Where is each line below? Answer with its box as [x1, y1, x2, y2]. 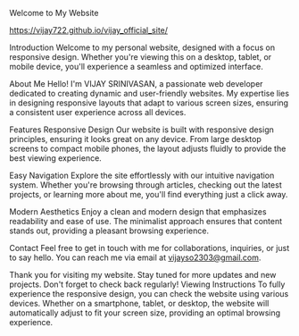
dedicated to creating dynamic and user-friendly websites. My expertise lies [9, 88, 290, 98]
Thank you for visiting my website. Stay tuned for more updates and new [9, 270, 277, 280]
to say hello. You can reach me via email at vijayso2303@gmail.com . [9, 252, 262, 263]
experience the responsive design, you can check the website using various [9, 289, 289, 298]
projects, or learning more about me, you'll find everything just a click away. [9, 189, 288, 199]
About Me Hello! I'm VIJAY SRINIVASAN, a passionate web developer [9, 79, 263, 88]
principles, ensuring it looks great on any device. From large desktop [9, 134, 262, 144]
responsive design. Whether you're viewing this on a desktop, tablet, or [9, 52, 272, 62]
